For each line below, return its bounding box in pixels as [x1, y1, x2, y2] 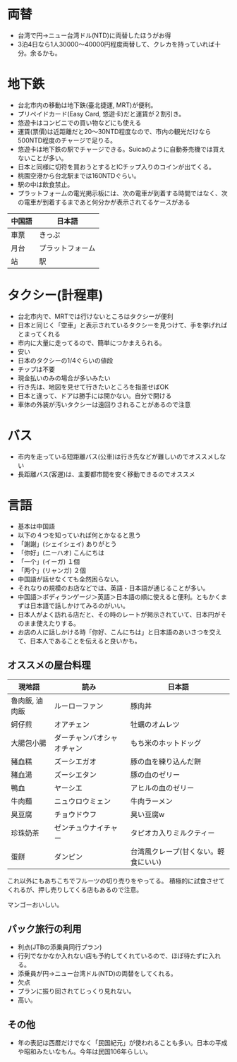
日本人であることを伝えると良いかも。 [30, 636, 141, 645]
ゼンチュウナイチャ [54, 823, 119, 833]
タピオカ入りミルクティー [130, 828, 215, 838]
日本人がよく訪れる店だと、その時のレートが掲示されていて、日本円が [17, 610, 221, 618]
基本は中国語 [17, 521, 55, 530]
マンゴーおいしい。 [7, 900, 63, 909]
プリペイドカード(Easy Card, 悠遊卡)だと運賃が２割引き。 [17, 109, 186, 118]
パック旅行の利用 [7, 922, 82, 935]
